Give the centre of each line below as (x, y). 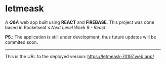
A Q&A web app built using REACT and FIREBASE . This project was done (80, 22)
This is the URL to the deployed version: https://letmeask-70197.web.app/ (80, 56)
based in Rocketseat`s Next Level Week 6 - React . (56, 27)
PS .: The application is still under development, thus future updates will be (81, 37)
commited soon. (21, 42)
